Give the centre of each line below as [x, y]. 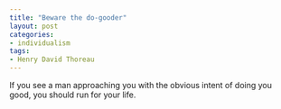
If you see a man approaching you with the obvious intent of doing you [141, 85]
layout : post [34, 26]
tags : [19, 51]
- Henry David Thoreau [52, 59]
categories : [32, 34]
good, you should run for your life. [73, 95]
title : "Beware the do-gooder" [68, 18]
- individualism [40, 43]
